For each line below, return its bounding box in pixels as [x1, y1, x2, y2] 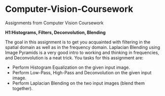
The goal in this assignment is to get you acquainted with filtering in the [5, 39, 151, 45]
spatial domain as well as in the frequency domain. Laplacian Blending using [5, 44, 161, 50]
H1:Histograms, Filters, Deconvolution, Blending [5, 29, 106, 35]
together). [12, 85, 33, 91]
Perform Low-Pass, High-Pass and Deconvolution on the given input [12, 69, 152, 75]
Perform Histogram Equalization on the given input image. [12, 64, 130, 70]
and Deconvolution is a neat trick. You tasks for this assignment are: [5, 54, 144, 60]
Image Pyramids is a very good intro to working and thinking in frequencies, [5, 49, 160, 55]
